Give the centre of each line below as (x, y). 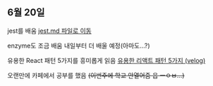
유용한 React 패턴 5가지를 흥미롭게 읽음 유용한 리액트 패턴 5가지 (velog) (107, 60)
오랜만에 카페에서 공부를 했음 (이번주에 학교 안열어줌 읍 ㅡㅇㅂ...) (96, 75)
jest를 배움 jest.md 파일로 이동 (49, 31)
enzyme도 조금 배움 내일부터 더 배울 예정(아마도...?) (79, 45)
